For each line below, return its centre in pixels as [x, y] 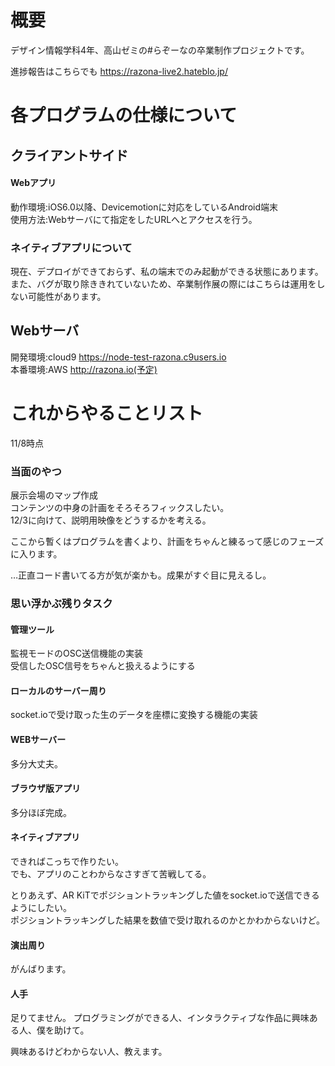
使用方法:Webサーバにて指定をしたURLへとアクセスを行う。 [134, 219]
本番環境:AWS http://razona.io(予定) [84, 369]
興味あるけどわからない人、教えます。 [89, 1052]
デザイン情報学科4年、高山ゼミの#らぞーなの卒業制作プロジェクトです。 [160, 50]
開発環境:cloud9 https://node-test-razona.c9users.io [118, 357]
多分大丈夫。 [36, 763]
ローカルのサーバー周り [58, 690]
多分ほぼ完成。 [41, 812]
